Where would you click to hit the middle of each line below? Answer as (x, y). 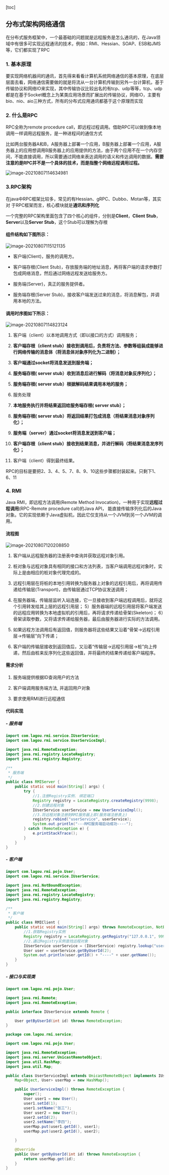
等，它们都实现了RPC (28, 50)
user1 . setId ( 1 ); (41, 1103)
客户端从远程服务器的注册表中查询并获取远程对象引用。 (70, 555)
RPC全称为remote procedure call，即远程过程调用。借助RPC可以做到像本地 (83, 127)
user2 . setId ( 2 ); (41, 1117)
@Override (25, 1149)
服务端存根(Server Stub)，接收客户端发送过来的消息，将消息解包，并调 (86, 294)
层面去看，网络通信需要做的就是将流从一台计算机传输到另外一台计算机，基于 (85, 82)
